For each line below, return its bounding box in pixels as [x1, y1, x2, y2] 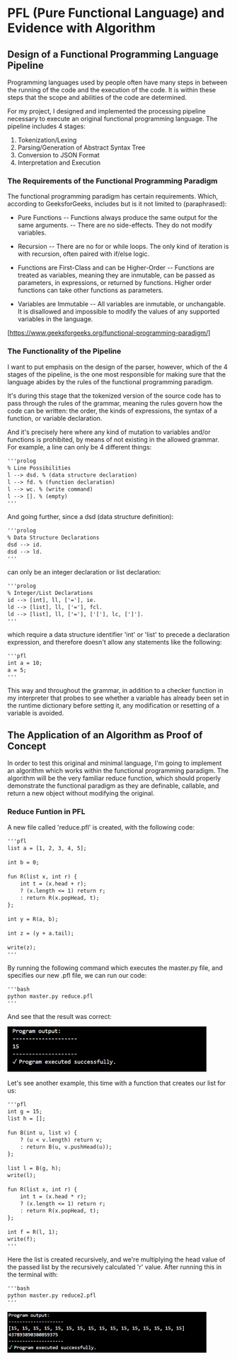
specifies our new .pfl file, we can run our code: [7, 971, 147, 979]
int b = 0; [7, 859, 40, 866]
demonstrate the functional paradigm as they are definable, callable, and [7, 781, 219, 790]
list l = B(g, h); [7, 1164, 62, 1171]
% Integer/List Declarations [7, 589, 93, 596]
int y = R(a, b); [7, 915, 59, 923]
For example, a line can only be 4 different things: [7, 442, 152, 451]
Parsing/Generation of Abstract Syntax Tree [17, 143, 146, 152]
